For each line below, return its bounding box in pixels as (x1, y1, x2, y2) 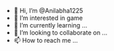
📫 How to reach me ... (13, 37, 78, 44)
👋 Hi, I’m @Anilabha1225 (13, 7, 84, 14)
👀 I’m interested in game (13, 14, 83, 22)
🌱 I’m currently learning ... (13, 21, 88, 29)
